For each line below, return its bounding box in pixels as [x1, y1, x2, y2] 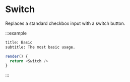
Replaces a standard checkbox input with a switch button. [5, 20, 125, 26]
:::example [5, 30, 27, 36]
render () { [5, 54, 28, 59]
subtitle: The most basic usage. [5, 45, 76, 50]
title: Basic [5, 39, 33, 45]
